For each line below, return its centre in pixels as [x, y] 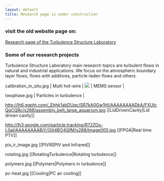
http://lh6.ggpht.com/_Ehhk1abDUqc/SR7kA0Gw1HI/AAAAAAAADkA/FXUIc [81, 105]
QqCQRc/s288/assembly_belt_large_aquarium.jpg [55, 110]
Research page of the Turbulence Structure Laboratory [61, 42]
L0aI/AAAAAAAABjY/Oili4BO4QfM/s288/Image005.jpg [61, 130]
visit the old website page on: [41, 31]
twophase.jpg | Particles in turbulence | [45, 96]
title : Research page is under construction [51, 14]
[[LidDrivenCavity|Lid [128, 110]
